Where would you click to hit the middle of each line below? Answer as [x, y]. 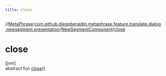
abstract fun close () [25, 68]
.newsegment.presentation [32, 29]
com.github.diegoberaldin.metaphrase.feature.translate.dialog [98, 24]
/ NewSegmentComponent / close [92, 29]
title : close [19, 10]
